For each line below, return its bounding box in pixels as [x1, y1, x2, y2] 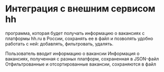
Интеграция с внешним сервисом [5, 3, 156, 14]
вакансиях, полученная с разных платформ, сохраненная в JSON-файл [5, 55, 159, 61]
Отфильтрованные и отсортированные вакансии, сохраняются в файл [5, 61, 156, 67]
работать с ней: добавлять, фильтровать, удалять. [5, 40, 114, 46]
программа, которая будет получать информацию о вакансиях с [5, 30, 145, 36]
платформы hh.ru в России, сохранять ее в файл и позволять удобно [5, 35, 153, 41]
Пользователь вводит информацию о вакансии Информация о [5, 50, 140, 56]
